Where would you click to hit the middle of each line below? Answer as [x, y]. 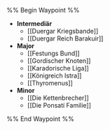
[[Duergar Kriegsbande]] [63, 31]
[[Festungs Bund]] [53, 53]
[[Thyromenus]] [50, 83]
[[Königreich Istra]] [54, 75]
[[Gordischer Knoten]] [59, 61]
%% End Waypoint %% [40, 119]
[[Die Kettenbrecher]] [58, 98]
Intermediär [34, 23]
